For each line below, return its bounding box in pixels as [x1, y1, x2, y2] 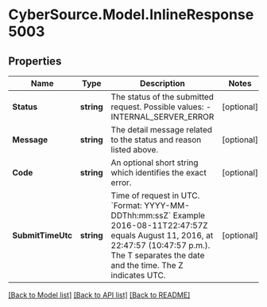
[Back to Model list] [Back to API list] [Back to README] [8, 290, 191, 300]
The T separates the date [110, 250, 205, 261]
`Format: [110, 200, 142, 211]
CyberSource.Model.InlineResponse [8, 6, 254, 24]
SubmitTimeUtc [12, 230, 73, 241]
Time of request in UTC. [110, 190, 200, 201]
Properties [8, 54, 62, 68]
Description [140, 78, 185, 89]
